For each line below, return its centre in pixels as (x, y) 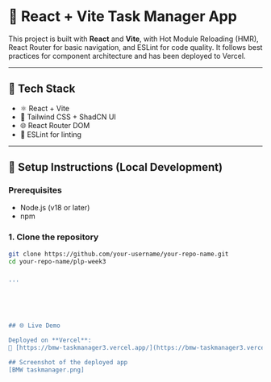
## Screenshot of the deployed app (68, 362)
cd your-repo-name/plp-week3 (57, 261)
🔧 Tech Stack (42, 89)
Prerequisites (35, 190)
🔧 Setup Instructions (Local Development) (116, 167)
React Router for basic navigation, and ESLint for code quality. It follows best (135, 47)
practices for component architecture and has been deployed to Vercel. (127, 56)
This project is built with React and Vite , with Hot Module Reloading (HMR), (134, 39)
